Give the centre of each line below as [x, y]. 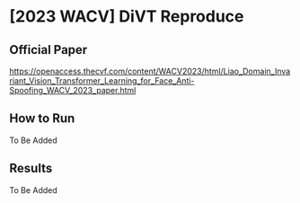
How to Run [42, 119]
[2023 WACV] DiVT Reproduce [127, 17]
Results [31, 168]
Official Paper [49, 50]
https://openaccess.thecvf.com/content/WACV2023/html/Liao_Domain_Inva [150, 71]
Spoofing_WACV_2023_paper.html [73, 90]
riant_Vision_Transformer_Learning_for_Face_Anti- [102, 81]
